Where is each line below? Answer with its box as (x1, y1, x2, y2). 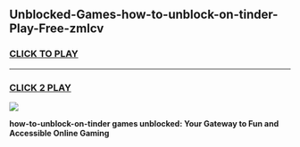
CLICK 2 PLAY (9, 81, 71, 94)
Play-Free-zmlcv (9, 21, 104, 37)
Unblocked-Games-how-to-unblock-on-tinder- (9, 7, 279, 22)
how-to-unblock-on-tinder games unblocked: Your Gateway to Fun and (9, 118, 279, 128)
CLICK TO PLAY (9, 48, 79, 61)
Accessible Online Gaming (9, 127, 110, 138)
